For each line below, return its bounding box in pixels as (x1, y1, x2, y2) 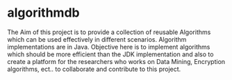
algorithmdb (7, 5, 80, 21)
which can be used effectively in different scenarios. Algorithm (7, 35, 187, 43)
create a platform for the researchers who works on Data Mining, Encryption (7, 57, 226, 65)
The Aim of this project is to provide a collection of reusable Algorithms (7, 28, 211, 36)
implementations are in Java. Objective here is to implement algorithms (7, 42, 210, 51)
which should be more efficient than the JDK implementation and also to (7, 50, 214, 58)
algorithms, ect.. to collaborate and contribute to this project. (7, 65, 181, 73)
